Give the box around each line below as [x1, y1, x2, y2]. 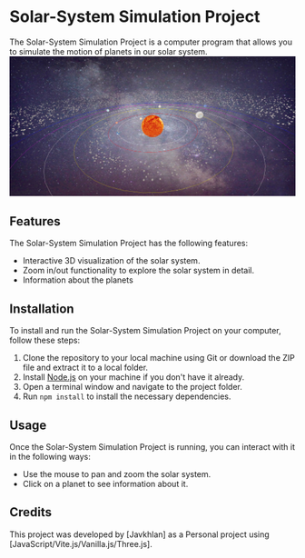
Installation [9, 301, 74, 316]
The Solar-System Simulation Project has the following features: [9, 238, 248, 249]
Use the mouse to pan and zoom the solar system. [22, 468, 212, 479]
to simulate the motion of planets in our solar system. [9, 45, 208, 56]
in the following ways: [9, 451, 91, 462]
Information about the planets [22, 274, 133, 285]
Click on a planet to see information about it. [22, 478, 189, 489]
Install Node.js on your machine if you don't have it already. [22, 372, 245, 383]
